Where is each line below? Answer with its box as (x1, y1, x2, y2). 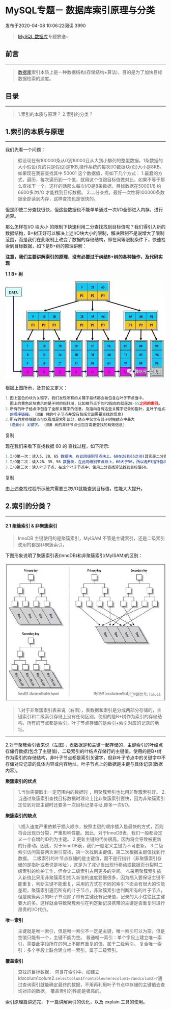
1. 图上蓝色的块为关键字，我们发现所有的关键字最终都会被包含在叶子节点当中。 (5, 395, 147, 400)
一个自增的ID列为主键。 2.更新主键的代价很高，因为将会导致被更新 (22, 836, 162, 842)
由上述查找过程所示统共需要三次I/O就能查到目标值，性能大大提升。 (5, 485, 146, 491)
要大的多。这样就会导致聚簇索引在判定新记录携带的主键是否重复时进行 (17, 900, 165, 906)
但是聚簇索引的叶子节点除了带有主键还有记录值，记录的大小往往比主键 (17, 893, 165, 899)
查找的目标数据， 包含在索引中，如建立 (17, 969, 100, 975)
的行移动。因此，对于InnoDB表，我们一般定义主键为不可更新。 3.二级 (17, 842, 164, 848)
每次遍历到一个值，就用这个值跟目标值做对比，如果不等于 (40, 176, 161, 183)
